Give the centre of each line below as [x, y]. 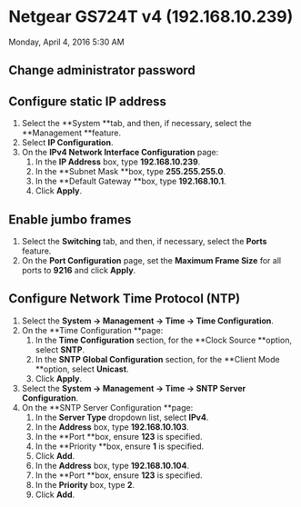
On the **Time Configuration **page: [92, 330]
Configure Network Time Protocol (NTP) [125, 298]
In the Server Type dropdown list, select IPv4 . [122, 417]
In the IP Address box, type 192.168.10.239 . [118, 162]
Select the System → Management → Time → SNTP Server [134, 388]
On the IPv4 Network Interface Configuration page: [120, 153]
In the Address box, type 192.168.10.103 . [112, 427]
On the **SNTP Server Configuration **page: [107, 407]
